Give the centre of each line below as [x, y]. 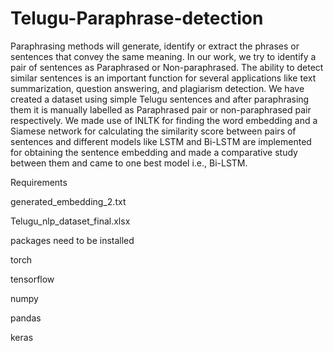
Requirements [39, 182]
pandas [26, 318]
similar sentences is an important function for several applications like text [163, 78]
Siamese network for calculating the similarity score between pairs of [153, 131]
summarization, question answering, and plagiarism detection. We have [157, 88]
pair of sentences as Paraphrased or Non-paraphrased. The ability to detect [167, 67]
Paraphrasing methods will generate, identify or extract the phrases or [155, 46]
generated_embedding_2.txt [68, 201]
